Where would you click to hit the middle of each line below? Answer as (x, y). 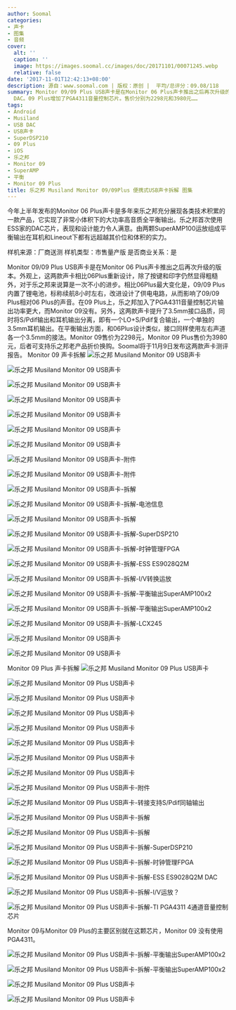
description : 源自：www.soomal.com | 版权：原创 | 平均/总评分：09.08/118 (113, 86)
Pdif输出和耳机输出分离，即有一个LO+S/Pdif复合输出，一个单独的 (120, 320)
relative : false (37, 72)
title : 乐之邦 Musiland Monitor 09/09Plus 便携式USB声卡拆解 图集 (100, 190)
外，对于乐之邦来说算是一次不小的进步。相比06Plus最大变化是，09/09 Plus (116, 284)
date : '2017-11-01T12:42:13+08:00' (59, 79)
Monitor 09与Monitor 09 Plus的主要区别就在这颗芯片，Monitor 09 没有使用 (115, 931)
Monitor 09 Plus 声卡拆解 (44, 669)
